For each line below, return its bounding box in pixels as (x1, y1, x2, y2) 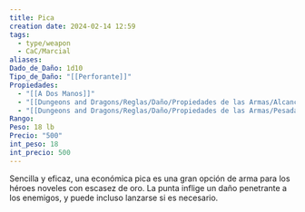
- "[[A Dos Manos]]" (17, 89, 95, 98)
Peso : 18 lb (9, 123, 54, 132)
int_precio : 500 (9, 148, 71, 157)
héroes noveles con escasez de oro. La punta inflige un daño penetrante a (9, 182, 288, 193)
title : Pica (9, 13, 54, 23)
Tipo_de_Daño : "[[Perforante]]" (9, 72, 132, 82)
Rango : (9, 114, 34, 123)
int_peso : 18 (9, 140, 59, 149)
